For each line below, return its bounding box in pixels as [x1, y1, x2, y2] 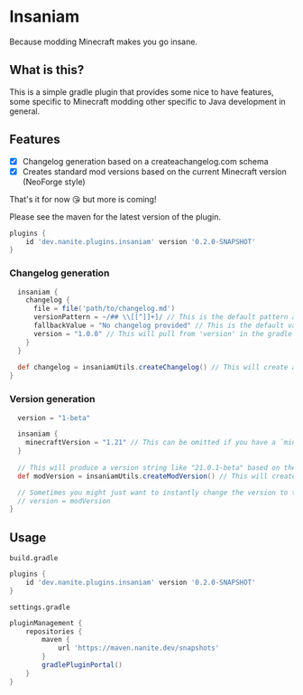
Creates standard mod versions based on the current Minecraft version [22, 165, 287, 177]
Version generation [9, 393, 96, 406]
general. [9, 106, 41, 117]
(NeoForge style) [22, 176, 86, 187]
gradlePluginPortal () [41, 661, 124, 670]
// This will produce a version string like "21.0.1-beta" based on [17, 463, 280, 472]
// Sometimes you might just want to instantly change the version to [17, 488, 289, 497]
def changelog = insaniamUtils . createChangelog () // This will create [17, 363, 289, 372]
